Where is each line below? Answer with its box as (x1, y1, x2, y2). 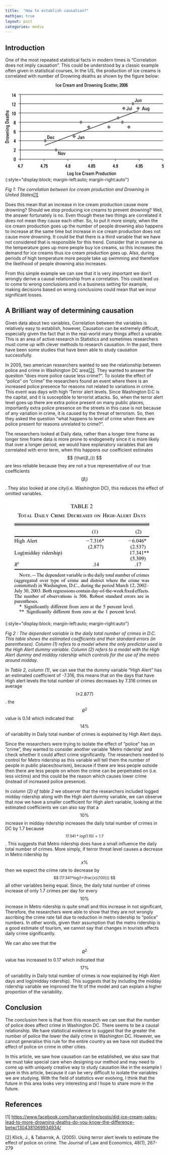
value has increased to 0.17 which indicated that (5, 956, 105, 962)
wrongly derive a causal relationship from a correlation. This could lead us (5, 275, 159, 281)
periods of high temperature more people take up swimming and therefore (5, 255, 159, 261)
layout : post (5, 19, 33, 24)
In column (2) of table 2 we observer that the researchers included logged (5, 788, 159, 794)
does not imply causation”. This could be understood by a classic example (5, 62, 159, 68)
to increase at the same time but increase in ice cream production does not (5, 228, 161, 234)
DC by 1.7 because (5, 826, 44, 832)
